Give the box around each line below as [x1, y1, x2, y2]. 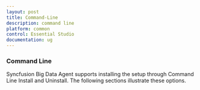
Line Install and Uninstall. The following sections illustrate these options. [6, 77, 187, 85]
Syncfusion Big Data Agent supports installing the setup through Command [6, 71, 194, 78]
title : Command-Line [6, 14, 59, 21]
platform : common [6, 25, 50, 32]
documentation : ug [6, 37, 53, 43]
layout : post [6, 8, 39, 15]
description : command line [6, 20, 75, 26]
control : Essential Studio [6, 31, 75, 37]
